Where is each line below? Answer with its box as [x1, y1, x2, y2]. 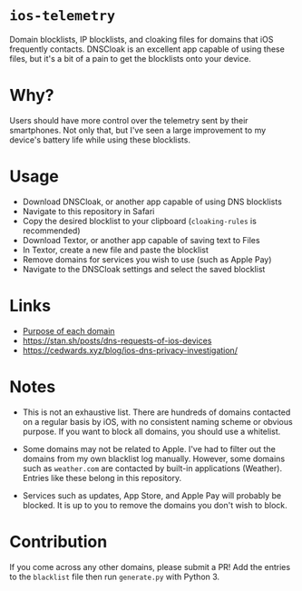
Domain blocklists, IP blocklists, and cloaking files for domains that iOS [9, 34, 274, 44]
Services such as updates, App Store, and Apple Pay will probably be [22, 489, 282, 501]
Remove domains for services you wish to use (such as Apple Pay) [22, 253, 272, 265]
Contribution [9, 531, 108, 552]
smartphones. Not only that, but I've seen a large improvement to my [9, 124, 267, 135]
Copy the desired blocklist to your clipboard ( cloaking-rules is [22, 215, 257, 226]
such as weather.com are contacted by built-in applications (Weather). [22, 462, 283, 474]
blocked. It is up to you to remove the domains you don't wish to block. [22, 499, 287, 510]
